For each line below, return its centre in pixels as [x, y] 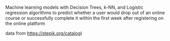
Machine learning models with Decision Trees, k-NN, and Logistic [74, 7]
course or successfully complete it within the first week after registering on [84, 18]
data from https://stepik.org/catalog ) [44, 33]
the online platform [25, 23]
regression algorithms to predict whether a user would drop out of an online [85, 13]
